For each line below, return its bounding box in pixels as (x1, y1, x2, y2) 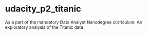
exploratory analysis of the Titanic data (5, 24, 84, 30)
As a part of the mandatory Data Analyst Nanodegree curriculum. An (5, 19, 143, 25)
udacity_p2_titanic (5, 3, 81, 14)
